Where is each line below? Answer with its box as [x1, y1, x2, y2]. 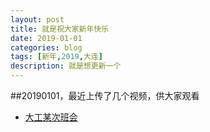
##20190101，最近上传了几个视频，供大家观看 [10, 90, 200, 101]
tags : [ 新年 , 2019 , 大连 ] [10, 52, 103, 62]
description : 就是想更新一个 [10, 61, 122, 71]
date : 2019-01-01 [10, 33, 83, 43]
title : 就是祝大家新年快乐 [10, 24, 110, 34]
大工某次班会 [24, 111, 78, 123]
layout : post [10, 14, 65, 25]
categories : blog [10, 42, 83, 53]
